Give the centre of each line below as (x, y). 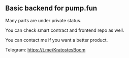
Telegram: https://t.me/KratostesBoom (45, 49)
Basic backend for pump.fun (51, 8)
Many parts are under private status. (43, 20)
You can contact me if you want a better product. (57, 40)
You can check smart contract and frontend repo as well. (65, 30)
